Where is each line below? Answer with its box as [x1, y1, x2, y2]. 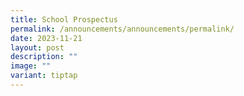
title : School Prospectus [10, 14, 118, 25]
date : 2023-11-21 [10, 33, 83, 43]
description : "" [10, 52, 78, 62]
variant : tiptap [10, 71, 78, 81]
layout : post [10, 42, 65, 53]
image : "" [10, 61, 52, 71]
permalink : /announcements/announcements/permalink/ [10, 24, 235, 34]
